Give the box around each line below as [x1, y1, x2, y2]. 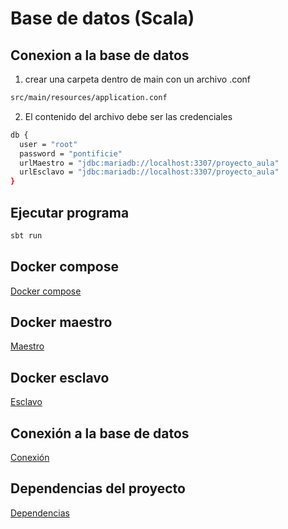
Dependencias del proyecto [10, 480, 186, 497]
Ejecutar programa [10, 204, 130, 221]
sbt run [10, 230, 43, 241]
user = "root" [19, 139, 78, 149]
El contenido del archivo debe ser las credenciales [24, 110, 233, 122]
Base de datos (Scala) [10, 7, 195, 30]
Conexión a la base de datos [10, 425, 190, 442]
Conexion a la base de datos [10, 47, 190, 64]
